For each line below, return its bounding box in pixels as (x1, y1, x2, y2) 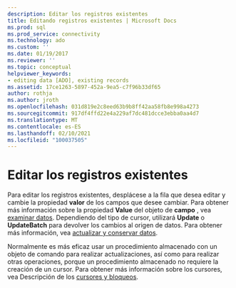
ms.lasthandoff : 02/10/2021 (7, 130, 91, 137)
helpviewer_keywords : (7, 70, 72, 77)
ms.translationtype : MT (7, 116, 78, 123)
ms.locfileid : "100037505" (7, 136, 88, 143)
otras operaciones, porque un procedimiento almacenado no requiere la (7, 257, 219, 266)
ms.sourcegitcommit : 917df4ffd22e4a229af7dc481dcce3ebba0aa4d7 (7, 110, 200, 117)
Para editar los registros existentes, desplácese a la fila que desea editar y (7, 190, 226, 200)
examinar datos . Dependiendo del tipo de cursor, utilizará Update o (7, 213, 205, 222)
